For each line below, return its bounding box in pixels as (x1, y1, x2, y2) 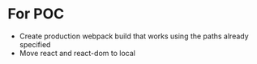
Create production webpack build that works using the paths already (19, 31, 249, 41)
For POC (7, 5, 65, 23)
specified (19, 39, 51, 49)
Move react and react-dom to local (19, 48, 135, 58)
